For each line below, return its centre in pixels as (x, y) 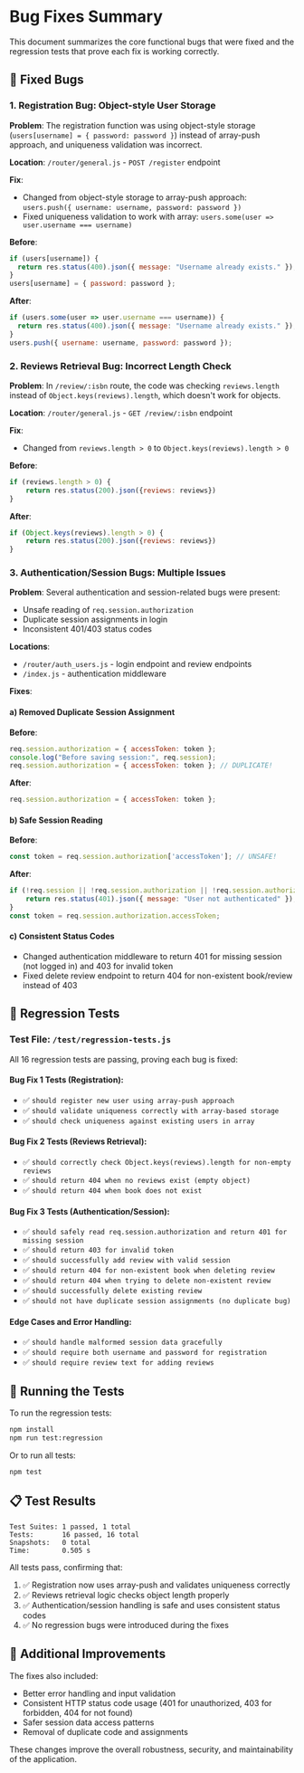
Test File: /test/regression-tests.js (90, 1040)
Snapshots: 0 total (50, 1542)
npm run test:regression (56, 1438)
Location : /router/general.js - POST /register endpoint (115, 162)
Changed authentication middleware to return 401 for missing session (152, 956)
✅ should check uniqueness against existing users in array (138, 1120)
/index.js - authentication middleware (95, 674)
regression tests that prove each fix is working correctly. (114, 51)
